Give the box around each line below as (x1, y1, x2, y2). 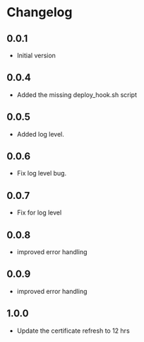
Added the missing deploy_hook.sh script (16, 90, 138, 99)
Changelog (6, 4, 73, 21)
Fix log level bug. (16, 169, 67, 178)
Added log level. (16, 130, 65, 138)
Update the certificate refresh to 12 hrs (16, 326, 130, 335)
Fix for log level (16, 208, 62, 217)
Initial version (16, 51, 56, 59)
